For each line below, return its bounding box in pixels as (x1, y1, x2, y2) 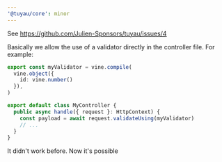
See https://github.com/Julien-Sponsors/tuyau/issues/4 (7, 29, 167, 38)
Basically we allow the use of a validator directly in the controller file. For (7, 42, 215, 51)
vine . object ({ (13, 70, 54, 77)
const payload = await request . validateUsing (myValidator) (19, 115, 195, 122)
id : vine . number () (19, 76, 73, 83)
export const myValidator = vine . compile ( (7, 63, 132, 70)
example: (7, 50, 33, 58)
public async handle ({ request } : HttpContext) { (13, 108, 160, 115)
